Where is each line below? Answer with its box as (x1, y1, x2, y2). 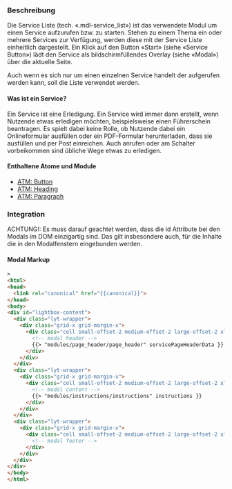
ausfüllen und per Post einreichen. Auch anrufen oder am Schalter (7, 139, 195, 147)
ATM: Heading (17, 185, 59, 193)
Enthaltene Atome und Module (7, 162, 97, 170)
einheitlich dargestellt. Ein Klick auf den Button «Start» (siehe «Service (7, 43, 209, 52)
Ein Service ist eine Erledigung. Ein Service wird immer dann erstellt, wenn (7, 110, 219, 118)
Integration (7, 209, 46, 219)
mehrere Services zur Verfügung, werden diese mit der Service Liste (7, 36, 202, 44)
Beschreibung (7, 6, 56, 15)
